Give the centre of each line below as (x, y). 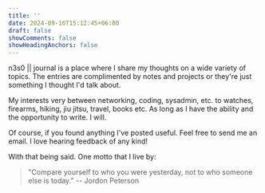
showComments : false (43, 38)
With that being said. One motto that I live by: (83, 157)
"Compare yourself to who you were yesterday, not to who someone (140, 172)
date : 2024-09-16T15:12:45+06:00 (64, 23)
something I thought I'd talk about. (65, 85)
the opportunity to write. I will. (57, 117)
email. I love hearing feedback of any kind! (78, 141)
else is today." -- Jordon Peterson (83, 181)
